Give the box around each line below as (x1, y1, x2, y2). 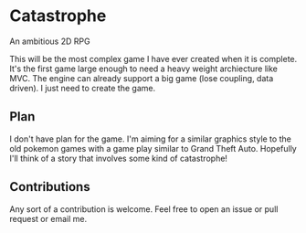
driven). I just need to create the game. (9, 82, 156, 93)
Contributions (9, 179, 90, 195)
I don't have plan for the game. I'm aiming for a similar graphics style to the (9, 133, 292, 144)
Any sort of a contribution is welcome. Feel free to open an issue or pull (9, 203, 279, 215)
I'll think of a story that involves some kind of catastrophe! (9, 153, 228, 164)
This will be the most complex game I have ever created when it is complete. (9, 53, 298, 64)
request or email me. (9, 213, 88, 224)
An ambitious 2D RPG (9, 36, 90, 47)
